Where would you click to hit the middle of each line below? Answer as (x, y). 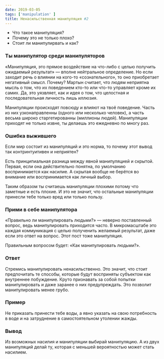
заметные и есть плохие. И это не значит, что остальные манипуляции (79, 192)
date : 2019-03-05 (23, 10)
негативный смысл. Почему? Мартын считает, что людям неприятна (77, 82)
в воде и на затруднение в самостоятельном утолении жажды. (71, 318)
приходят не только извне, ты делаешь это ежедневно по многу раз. (77, 123)
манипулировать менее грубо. (37, 290)
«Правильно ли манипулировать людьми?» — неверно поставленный (78, 220)
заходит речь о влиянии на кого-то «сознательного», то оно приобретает (82, 77)
